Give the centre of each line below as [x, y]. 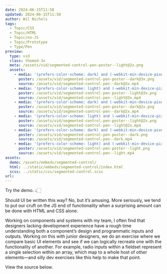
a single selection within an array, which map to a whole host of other [76, 252]
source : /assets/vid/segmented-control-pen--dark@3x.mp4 [79, 84]
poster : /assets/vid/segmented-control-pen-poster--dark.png [83, 135]
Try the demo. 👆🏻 [23, 190]
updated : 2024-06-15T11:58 [33, 14]
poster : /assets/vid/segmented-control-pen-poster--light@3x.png [87, 93]
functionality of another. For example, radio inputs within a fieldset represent [83, 247]
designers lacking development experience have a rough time [68, 226]
